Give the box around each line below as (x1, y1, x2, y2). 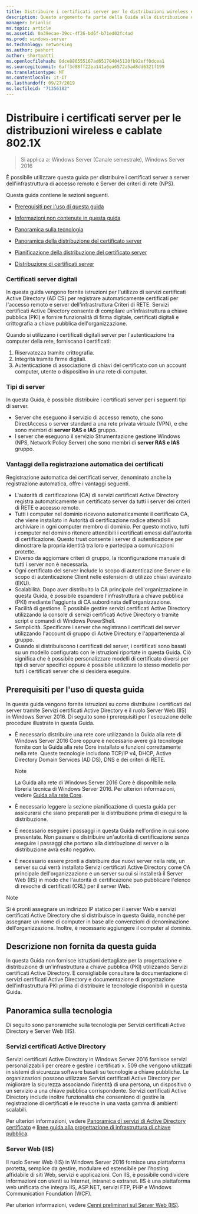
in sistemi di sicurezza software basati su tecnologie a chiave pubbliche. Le (6, 1068, 189, 1075)
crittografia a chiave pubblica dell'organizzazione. (6, 320, 128, 327)
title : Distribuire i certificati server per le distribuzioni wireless (6, 8, 189, 15)
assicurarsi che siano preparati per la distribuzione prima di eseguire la (14, 809, 187, 816)
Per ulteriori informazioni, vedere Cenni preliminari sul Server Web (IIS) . (6, 1201, 180, 1208)
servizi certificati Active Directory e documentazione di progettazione (6, 976, 175, 983)
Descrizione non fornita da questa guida (6, 941, 157, 951)
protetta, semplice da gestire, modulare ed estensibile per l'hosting (6, 1164, 169, 1172)
